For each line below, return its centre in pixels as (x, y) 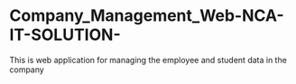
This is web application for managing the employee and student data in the (148, 60)
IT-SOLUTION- (65, 35)
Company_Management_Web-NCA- (147, 16)
